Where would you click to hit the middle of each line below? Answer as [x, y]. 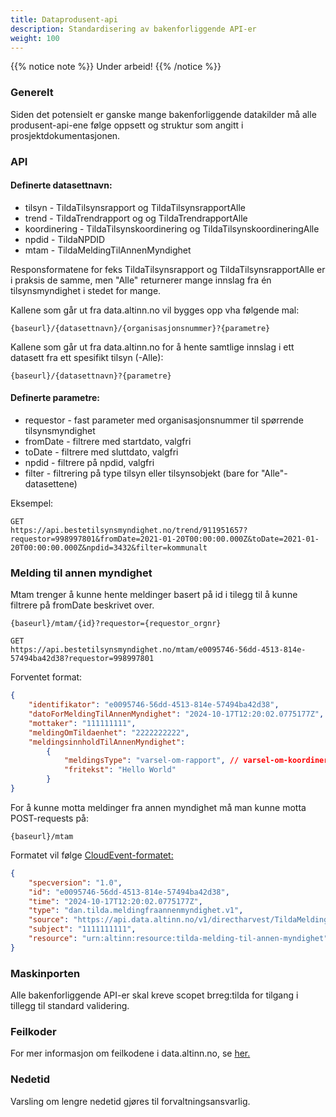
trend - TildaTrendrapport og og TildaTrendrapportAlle [136, 218]
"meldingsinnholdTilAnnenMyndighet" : [107, 742]
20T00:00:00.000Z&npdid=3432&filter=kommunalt [109, 548]
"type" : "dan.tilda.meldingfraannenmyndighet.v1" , [136, 911]
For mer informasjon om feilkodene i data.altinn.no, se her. [130, 1053]
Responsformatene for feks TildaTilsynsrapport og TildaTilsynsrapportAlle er [168, 269]
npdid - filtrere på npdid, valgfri [89, 462]
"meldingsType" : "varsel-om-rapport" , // [151, 761]
